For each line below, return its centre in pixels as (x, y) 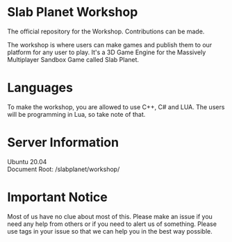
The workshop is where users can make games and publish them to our (110, 45)
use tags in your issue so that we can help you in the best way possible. (110, 231)
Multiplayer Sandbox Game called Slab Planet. (73, 59)
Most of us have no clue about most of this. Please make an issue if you (110, 216)
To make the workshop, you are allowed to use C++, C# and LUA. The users (116, 107)
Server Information (63, 143)
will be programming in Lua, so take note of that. (76, 114)
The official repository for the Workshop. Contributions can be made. (106, 31)
